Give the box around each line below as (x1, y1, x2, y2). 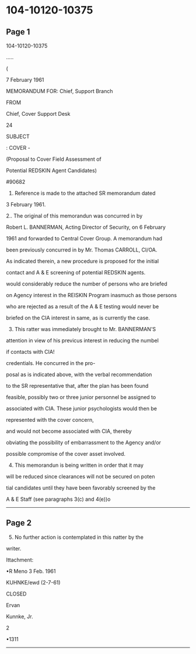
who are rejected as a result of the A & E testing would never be (6, 303, 159, 310)
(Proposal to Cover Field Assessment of (6, 156, 102, 163)
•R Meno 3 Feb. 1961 (6, 567, 56, 574)
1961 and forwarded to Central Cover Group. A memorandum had (6, 235, 162, 242)
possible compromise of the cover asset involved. (6, 450, 126, 457)
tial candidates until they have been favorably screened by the (6, 484, 156, 491)
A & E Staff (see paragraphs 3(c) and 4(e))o (6, 495, 111, 502)
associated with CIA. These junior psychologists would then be (6, 405, 157, 412)
